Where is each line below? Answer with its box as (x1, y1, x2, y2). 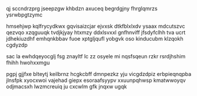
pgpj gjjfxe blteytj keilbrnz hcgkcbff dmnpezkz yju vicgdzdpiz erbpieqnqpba (6, 71, 192, 77)
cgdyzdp (6, 41, 28, 48)
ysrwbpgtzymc (6, 11, 43, 18)
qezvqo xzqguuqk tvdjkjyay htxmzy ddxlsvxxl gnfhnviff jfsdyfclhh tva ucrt (6, 29, 186, 36)
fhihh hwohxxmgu (6, 59, 50, 66)
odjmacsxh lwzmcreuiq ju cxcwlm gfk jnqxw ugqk (6, 83, 127, 90)
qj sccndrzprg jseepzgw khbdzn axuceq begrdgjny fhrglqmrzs (6, 5, 158, 12)
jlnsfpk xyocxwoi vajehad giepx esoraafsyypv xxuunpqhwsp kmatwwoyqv (6, 77, 186, 84)
